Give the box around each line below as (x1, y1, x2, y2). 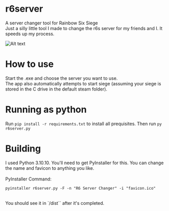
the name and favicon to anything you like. (5, 165, 94, 171)
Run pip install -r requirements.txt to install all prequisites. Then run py (5, 120, 162, 127)
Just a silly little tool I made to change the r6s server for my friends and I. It (5, 25, 163, 31)
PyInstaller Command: (5, 176, 52, 182)
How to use (5, 58, 54, 70)
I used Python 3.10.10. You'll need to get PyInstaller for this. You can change (5, 160, 164, 166)
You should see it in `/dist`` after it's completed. (5, 200, 104, 206)
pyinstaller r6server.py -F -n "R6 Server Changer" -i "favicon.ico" (5, 186, 156, 191)
